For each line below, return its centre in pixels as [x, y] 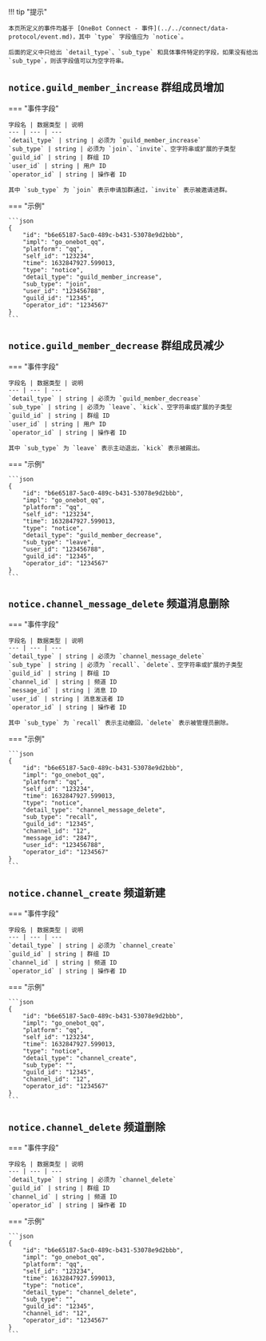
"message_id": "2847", [60, 838]
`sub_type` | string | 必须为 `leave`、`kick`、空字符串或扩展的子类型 [120, 407]
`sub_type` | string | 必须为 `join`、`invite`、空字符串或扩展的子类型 [122, 149]
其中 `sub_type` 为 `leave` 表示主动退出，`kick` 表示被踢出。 [106, 448]
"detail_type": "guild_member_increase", [92, 277]
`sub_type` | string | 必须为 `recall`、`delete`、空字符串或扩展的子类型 [126, 665]
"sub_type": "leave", [58, 542]
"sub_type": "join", [57, 284]
